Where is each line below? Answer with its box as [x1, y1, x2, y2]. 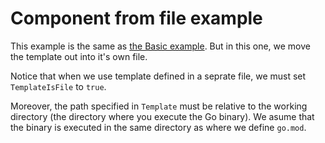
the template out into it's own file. [10, 50, 148, 62]
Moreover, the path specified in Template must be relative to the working [10, 100, 308, 112]
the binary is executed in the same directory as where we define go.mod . [10, 121, 307, 133]
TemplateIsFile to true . [10, 80, 107, 92]
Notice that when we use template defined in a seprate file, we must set [10, 70, 307, 82]
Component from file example [10, 7, 263, 30]
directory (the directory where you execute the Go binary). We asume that [10, 110, 315, 122]
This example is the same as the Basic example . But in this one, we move [10, 40, 311, 52]
